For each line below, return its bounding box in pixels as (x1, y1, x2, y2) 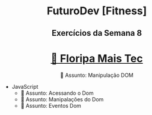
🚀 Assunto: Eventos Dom (20, 102, 81, 109)
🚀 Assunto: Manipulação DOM (60, 72, 134, 79)
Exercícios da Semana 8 (51, 28, 142, 38)
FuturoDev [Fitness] (46, 4, 147, 18)
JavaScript (11, 83, 39, 90)
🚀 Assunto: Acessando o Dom (20, 89, 94, 97)
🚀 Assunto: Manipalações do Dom (20, 95, 104, 102)
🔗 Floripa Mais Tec (50, 52, 144, 65)
